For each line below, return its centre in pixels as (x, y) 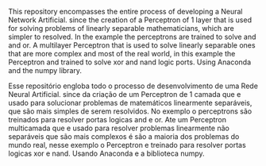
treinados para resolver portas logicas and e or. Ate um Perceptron (118, 120)
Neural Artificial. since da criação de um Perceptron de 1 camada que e (125, 94)
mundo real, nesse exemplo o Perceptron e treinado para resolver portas (127, 145)
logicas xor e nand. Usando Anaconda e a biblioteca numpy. (106, 153)
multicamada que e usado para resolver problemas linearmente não (119, 128)
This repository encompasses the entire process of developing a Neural (126, 12)
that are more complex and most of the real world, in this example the (122, 54)
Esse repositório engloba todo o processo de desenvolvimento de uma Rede (133, 86)
